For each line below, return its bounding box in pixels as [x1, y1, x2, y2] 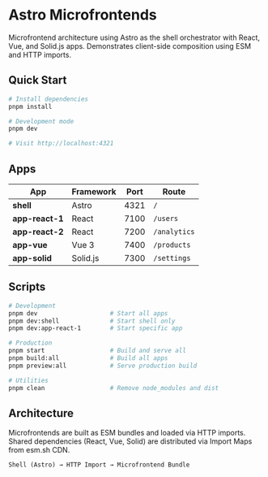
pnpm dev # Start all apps [8, 309, 168, 318]
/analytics [153, 227, 196, 236]
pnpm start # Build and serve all [8, 347, 186, 355]
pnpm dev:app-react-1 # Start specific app [8, 324, 183, 332]
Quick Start [8, 73, 67, 87]
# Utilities [8, 376, 49, 384]
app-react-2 [12, 226, 64, 237]
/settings [153, 254, 191, 262]
